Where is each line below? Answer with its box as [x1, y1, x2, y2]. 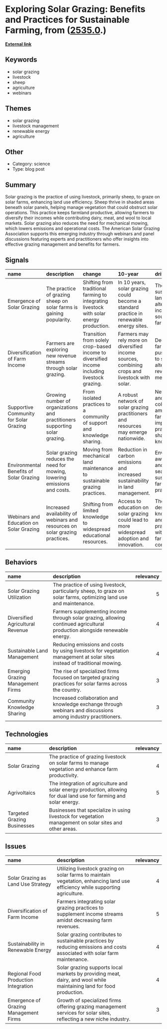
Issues [5, 842, 26, 851]
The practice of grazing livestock [49, 753, 126, 760]
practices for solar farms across [53, 680, 128, 687]
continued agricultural [53, 620, 104, 627]
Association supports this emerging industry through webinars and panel [5, 231, 155, 237]
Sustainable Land [7, 647, 48, 654]
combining [118, 362, 143, 369]
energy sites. [118, 322, 148, 329]
